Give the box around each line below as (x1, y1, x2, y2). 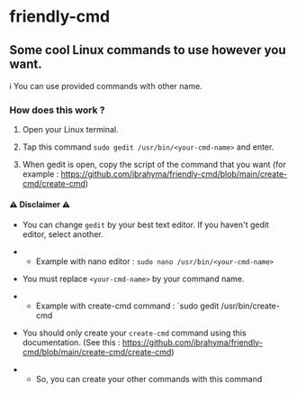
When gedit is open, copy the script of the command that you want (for (22, 160, 286, 170)
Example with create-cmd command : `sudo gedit (35, 300, 220, 311)
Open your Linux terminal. (22, 124, 119, 135)
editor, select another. (22, 228, 103, 240)
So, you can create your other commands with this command (35, 373, 263, 384)
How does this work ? (9, 104, 105, 116)
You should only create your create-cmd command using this (22, 327, 247, 338)
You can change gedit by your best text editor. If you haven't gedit (22, 219, 270, 230)
